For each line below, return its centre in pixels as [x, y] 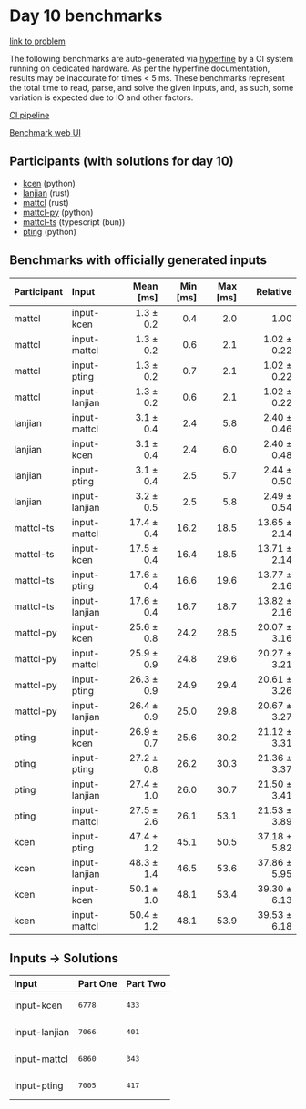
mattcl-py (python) [58, 212]
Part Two [146, 984]
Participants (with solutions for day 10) [122, 162]
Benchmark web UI [46, 132]
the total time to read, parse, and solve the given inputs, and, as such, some [152, 87]
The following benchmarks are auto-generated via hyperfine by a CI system [152, 58]
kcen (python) [49, 183]
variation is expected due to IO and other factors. [102, 97]
